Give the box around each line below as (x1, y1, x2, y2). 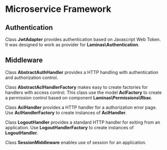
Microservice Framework (5, 3, 112, 15)
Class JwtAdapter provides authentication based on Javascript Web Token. (5, 36, 161, 42)
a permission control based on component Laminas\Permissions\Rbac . (5, 94, 153, 100)
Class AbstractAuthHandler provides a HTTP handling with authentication (5, 69, 159, 75)
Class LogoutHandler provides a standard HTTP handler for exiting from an (5, 119, 161, 125)
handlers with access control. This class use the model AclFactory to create (5, 89, 162, 95)
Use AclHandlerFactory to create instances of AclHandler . (5, 109, 127, 115)
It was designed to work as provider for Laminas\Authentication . (5, 42, 140, 48)
